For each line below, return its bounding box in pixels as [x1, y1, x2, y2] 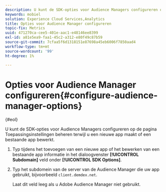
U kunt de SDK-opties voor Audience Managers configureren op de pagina [5, 126, 157, 132]
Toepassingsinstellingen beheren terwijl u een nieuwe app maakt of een [5, 131, 152, 137]
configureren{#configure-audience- [5, 90, 158, 101]
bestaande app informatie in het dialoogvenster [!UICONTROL [12, 152, 139, 158]
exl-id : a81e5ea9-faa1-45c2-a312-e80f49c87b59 [5, 35, 103, 40]
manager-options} [5, 100, 83, 112]
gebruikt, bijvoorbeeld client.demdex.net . [12, 172, 98, 178]
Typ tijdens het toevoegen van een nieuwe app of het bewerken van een [12, 146, 160, 152]
